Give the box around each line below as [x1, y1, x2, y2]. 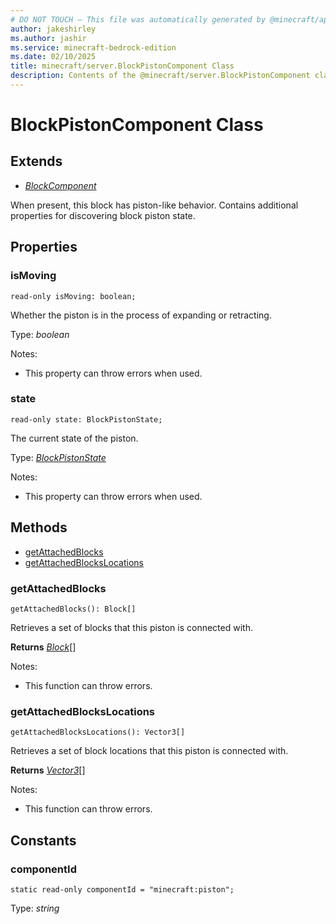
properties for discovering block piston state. [10, 209, 196, 221]
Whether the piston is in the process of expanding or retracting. [10, 309, 272, 321]
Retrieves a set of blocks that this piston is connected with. [10, 621, 253, 633]
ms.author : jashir [10, 33, 87, 43]
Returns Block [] [10, 641, 77, 653]
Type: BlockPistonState [10, 451, 107, 463]
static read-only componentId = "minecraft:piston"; [10, 884, 235, 895]
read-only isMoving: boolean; [10, 291, 137, 301]
